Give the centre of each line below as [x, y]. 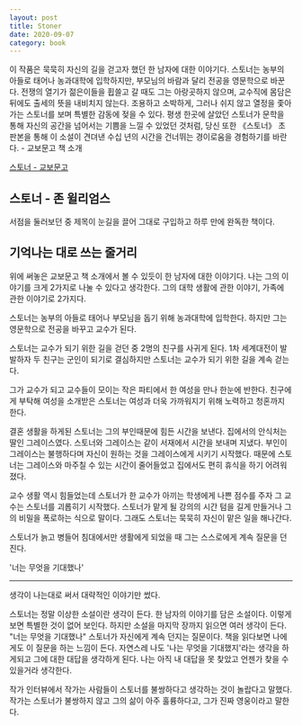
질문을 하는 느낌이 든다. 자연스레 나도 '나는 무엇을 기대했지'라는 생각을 [158, 648]
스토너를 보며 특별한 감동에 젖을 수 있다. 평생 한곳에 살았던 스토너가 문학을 [155, 114]
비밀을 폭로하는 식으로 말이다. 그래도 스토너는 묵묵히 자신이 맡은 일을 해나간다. [155, 517]
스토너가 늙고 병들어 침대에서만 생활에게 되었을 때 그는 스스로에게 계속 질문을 [144, 537]
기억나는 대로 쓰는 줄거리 [73, 253]
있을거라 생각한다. [41, 670]
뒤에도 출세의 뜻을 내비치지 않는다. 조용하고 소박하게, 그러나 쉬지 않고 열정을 [142, 103]
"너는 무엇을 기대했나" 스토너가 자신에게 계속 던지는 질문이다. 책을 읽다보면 [140, 636]
